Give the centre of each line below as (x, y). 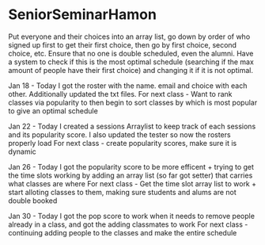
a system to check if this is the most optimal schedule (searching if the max (131, 62)
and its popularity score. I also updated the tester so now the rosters (119, 134)
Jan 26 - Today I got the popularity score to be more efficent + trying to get (131, 167)
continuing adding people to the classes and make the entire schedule (123, 232)
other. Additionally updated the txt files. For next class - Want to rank (120, 94)
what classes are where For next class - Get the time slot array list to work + (132, 183)
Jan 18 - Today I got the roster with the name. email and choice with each (128, 86)
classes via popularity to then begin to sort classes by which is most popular (133, 102)
